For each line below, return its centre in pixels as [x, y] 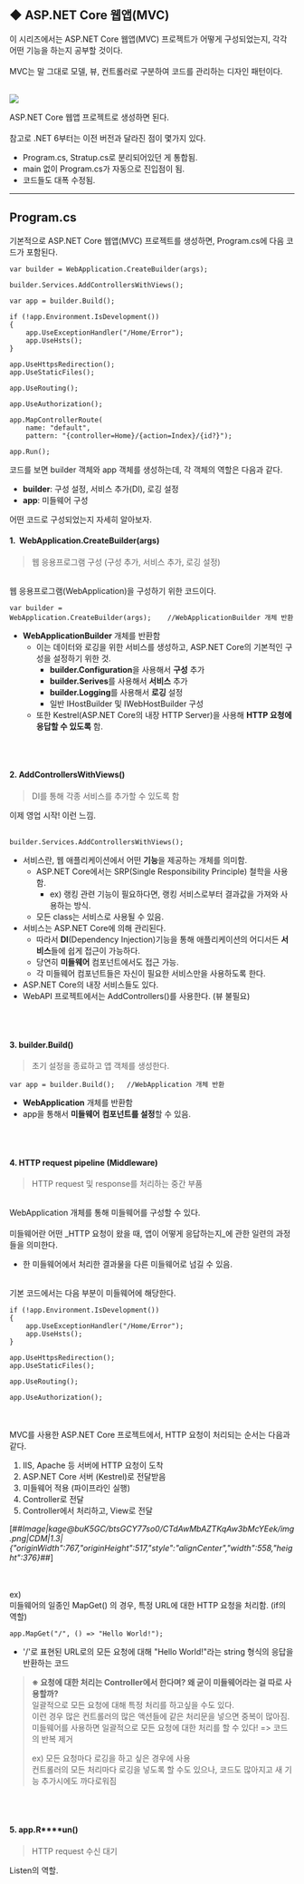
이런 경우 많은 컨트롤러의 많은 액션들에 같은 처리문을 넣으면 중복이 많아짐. [161, 1716]
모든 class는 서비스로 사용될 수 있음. [100, 917]
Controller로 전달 [53, 1500]
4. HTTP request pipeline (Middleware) [84, 1162]
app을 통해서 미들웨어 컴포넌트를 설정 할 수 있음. [107, 1114]
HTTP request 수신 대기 [74, 1850]
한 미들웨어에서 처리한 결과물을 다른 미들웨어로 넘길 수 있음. [128, 1264]
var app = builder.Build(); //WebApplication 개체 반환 [117, 1085]
